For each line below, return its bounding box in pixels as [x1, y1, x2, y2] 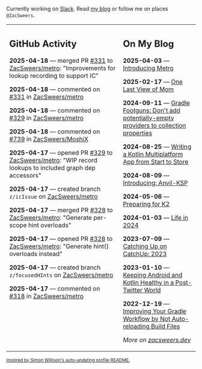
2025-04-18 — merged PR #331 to [9, 56, 113, 65]
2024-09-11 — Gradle [123, 98, 191, 107]
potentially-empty [123, 114, 174, 122]
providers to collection [123, 121, 186, 129]
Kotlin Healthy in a [123, 278, 174, 286]
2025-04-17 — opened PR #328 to [9, 234, 113, 243]
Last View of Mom [123, 85, 174, 93]
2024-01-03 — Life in [123, 213, 188, 222]
